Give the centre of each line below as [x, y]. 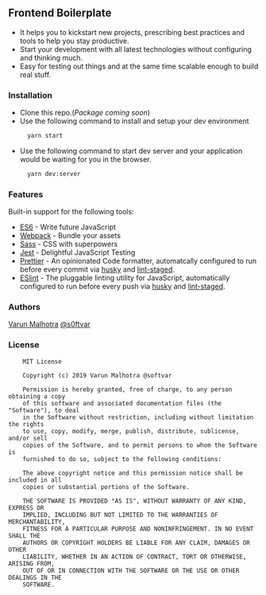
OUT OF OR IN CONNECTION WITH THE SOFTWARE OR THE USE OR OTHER [131, 570]
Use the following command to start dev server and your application [131, 151]
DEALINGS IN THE [35, 577]
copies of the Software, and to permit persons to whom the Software [140, 445]
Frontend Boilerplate [60, 13]
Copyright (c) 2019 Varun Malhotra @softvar [97, 375]
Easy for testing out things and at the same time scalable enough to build [139, 66]
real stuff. [35, 74]
